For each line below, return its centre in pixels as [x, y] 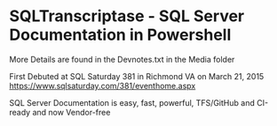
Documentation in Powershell [120, 35]
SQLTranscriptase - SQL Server [127, 16]
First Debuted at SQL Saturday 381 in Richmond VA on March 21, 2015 [137, 76]
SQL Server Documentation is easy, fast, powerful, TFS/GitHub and [132, 102]
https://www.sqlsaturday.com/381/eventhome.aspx [103, 85]
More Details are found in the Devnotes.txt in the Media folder [122, 59]
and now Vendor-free [71, 112]
